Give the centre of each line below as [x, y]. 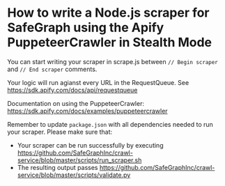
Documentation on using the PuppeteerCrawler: [76, 103]
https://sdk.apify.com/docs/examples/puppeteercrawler [88, 111]
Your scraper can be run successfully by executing [90, 145]
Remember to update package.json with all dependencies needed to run [110, 124]
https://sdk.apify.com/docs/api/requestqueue [72, 90]
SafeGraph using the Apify [86, 28]
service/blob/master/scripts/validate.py [74, 175]
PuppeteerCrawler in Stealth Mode [110, 42]
